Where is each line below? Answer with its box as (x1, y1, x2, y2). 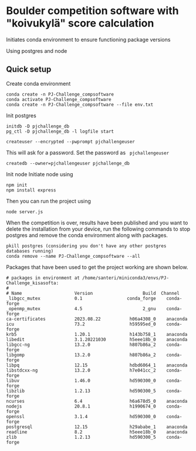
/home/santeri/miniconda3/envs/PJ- (82, 275, 169, 281)
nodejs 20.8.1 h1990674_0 (6, 403, 157, 409)
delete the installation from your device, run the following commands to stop (6, 225, 191, 233)
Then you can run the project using (6, 197, 91, 204)
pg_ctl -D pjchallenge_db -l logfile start (6, 128, 114, 134)
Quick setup (6, 65, 52, 75)
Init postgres (6, 112, 36, 119)
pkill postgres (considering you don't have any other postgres (6, 243, 167, 249)
